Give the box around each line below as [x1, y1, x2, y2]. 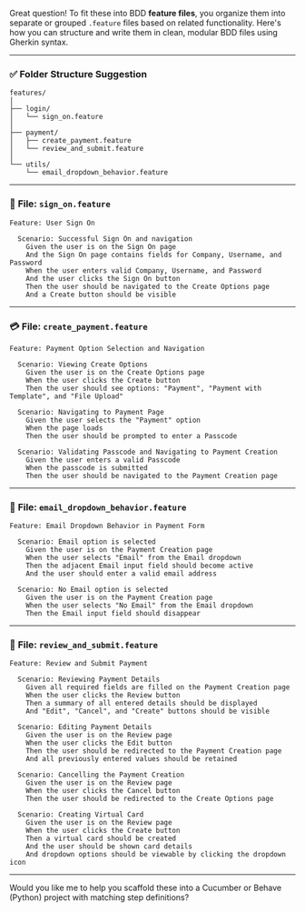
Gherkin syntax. [9, 36, 69, 47]
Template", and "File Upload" [9, 391, 124, 401]
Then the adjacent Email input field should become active [25, 561, 254, 571]
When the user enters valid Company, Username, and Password [25, 266, 261, 276]
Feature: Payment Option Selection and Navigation [9, 344, 205, 353]
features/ [9, 88, 47, 98]
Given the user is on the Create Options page [25, 367, 205, 376]
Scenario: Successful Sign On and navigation [17, 234, 193, 244]
